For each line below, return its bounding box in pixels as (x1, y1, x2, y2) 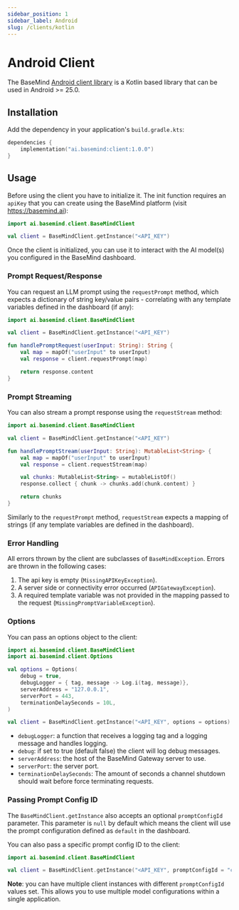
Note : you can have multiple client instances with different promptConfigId (7, 879, 225, 889)
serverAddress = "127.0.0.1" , (20, 686, 110, 693)
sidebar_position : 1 (7, 10, 69, 18)
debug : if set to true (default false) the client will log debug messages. (17, 747, 221, 755)
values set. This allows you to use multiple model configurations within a (7, 887, 220, 896)
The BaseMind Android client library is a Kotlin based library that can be (7, 78, 218, 86)
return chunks (20, 493, 62, 500)
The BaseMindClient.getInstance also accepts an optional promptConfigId (7, 811, 223, 819)
